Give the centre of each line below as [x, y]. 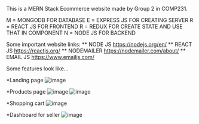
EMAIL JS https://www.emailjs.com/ [50, 57]
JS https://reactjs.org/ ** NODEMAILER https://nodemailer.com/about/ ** [96, 51]
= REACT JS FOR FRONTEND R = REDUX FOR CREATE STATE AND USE [95, 27]
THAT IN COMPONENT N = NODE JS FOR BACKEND [71, 33]
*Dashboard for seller [33, 115]
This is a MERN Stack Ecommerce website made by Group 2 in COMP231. [97, 9]
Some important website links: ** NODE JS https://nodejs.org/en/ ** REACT [99, 44]
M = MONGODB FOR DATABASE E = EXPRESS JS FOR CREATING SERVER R [100, 20]
